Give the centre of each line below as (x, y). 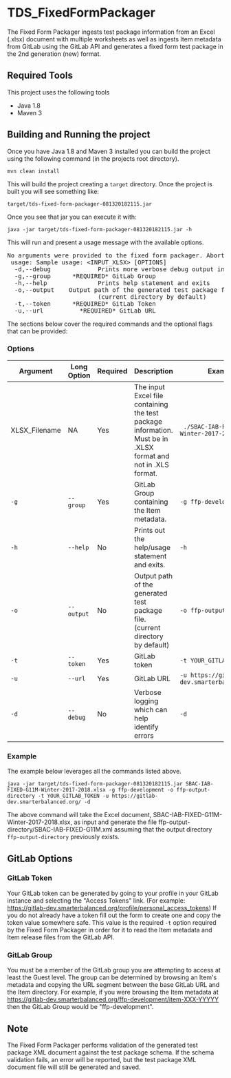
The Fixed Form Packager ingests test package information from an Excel (111, 32)
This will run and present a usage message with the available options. (106, 242)
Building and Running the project (79, 135)
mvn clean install (33, 171)
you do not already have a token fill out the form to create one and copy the (114, 915)
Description (153, 371)
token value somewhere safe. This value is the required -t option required (112, 922)
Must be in (151, 438)
